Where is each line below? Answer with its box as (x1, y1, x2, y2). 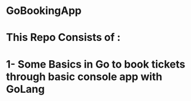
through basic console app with (6, 70, 162, 83)
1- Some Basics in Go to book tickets (6, 57, 186, 71)
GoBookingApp (6, 4, 82, 18)
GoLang (6, 82, 45, 96)
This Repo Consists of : (6, 31, 121, 44)
